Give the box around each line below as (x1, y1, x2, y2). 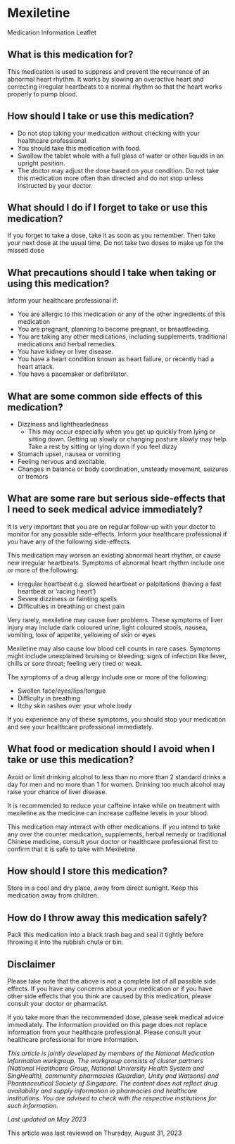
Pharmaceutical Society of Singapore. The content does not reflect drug (7, 1079, 218, 1088)
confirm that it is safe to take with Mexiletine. (7, 845, 137, 853)
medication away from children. (7, 891, 99, 900)
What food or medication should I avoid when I (7, 743, 215, 755)
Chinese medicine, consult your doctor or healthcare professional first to (7, 837, 218, 846)
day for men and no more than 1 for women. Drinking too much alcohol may (7, 780, 226, 788)
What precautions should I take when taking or (7, 266, 217, 279)
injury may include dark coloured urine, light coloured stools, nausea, (7, 623, 208, 631)
